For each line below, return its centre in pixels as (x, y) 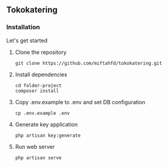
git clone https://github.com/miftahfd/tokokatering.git (89, 63)
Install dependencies (41, 74)
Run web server (35, 146)
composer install (37, 91)
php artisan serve (38, 158)
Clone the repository (41, 52)
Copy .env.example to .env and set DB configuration (80, 102)
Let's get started (27, 40)
